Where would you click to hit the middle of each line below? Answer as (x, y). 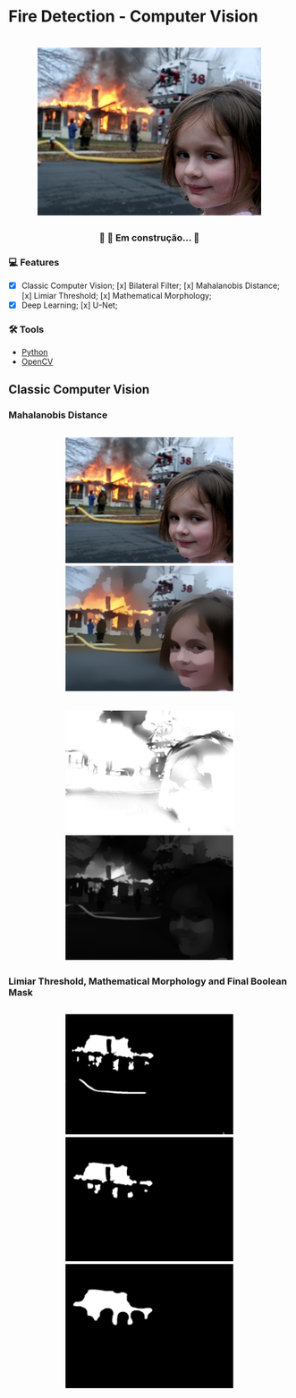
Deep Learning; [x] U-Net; (69, 305)
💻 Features (34, 263)
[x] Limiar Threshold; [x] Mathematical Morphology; (116, 295)
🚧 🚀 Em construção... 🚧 (149, 238)
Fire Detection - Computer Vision (133, 17)
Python (34, 352)
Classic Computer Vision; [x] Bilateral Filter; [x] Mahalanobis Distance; (151, 285)
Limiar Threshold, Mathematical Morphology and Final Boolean (148, 981)
